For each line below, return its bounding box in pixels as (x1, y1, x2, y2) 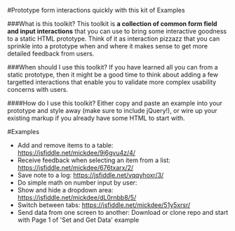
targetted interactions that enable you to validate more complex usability (7, 78, 217, 86)
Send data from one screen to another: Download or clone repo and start (17, 209, 229, 216)
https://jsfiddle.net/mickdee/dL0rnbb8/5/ (17, 193, 137, 202)
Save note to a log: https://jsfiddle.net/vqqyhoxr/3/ (17, 171, 164, 179)
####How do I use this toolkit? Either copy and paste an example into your (7, 99, 223, 107)
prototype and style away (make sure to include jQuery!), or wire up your (7, 107, 217, 114)
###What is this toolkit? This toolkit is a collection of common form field (7, 20, 217, 27)
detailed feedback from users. (7, 49, 95, 58)
